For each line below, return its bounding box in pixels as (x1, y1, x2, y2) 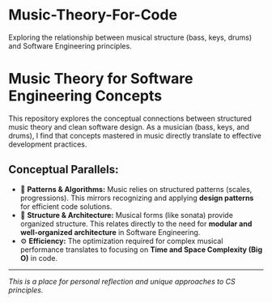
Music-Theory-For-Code (8, 6, 178, 24)
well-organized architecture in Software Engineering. (19, 227, 201, 237)
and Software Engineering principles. (8, 41, 132, 50)
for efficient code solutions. (19, 201, 113, 211)
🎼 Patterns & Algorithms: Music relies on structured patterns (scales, (19, 184, 253, 194)
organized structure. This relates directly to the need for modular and (19, 219, 253, 228)
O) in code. (19, 253, 58, 262)
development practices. (8, 139, 87, 149)
